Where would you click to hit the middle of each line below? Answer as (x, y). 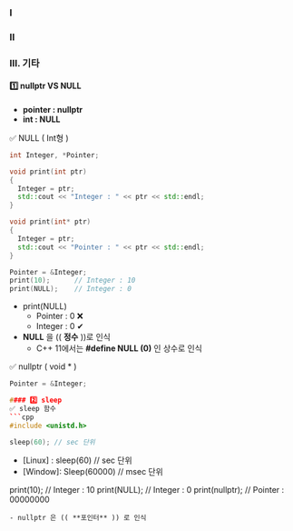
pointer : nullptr (53, 109)
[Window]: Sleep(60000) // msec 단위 (93, 472)
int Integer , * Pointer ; (54, 155)
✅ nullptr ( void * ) (43, 366)
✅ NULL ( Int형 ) (39, 137)
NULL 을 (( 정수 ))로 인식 (66, 337)
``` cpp (22, 417)
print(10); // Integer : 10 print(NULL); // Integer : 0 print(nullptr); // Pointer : (147, 490)
